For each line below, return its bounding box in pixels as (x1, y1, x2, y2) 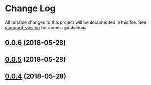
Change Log (5, 3, 56, 14)
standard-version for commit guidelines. (5, 24, 87, 30)
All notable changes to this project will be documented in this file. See (5, 19, 147, 25)
